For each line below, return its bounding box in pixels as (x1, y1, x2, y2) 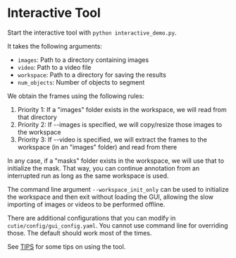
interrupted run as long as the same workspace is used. (7, 171, 169, 180)
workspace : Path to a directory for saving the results (17, 70, 167, 79)
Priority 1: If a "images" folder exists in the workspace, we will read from (17, 105, 227, 113)
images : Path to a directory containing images (17, 55, 149, 64)
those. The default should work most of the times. (7, 228, 152, 237)
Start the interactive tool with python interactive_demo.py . (7, 28, 177, 37)
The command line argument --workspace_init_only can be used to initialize (7, 185, 229, 193)
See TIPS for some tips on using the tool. (7, 242, 126, 251)
